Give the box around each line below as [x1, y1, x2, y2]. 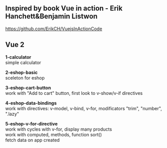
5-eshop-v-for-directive [5, 120, 58, 127]
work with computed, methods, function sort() [5, 131, 102, 137]
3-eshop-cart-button [5, 84, 51, 91]
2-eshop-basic [5, 69, 38, 76]
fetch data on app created [5, 137, 60, 143]
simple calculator [5, 59, 42, 65]
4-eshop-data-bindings [5, 100, 57, 106]
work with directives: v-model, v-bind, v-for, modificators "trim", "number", [5, 105, 162, 111]
